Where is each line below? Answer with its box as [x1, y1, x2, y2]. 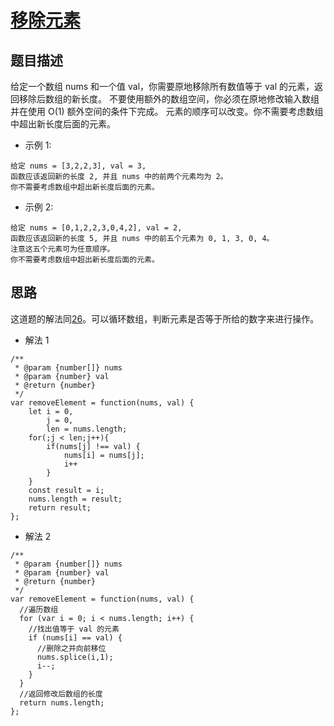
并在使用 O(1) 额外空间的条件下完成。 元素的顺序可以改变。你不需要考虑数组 [10, 106, 324, 117]
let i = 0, [28, 406, 74, 416]
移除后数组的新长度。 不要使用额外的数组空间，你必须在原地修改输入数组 [18, 93, 320, 105]
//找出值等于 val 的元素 [28, 624, 120, 634]
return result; [28, 502, 92, 513]
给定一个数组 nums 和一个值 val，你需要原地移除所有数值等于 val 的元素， [10, 81, 315, 92]
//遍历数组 [19, 604, 59, 615]
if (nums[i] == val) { [28, 632, 123, 643]
